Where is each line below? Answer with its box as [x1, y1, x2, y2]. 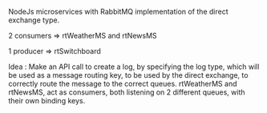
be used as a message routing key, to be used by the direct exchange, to [8, 71, 249, 79]
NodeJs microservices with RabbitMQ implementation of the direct [8, 7, 229, 16]
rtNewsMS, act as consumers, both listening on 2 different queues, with [8, 87, 246, 97]
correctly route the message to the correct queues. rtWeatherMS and [8, 79, 237, 88]
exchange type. [8, 15, 60, 25]
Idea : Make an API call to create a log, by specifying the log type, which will [8, 62, 260, 71]
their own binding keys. [8, 96, 86, 105]
